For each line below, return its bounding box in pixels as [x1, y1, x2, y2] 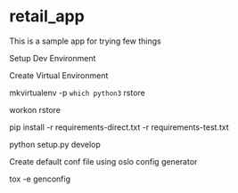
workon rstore [9, 104, 61, 115]
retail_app [9, 6, 85, 27]
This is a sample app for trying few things [9, 36, 162, 46]
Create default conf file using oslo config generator [9, 156, 198, 166]
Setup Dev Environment [9, 52, 96, 63]
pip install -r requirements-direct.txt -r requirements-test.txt [9, 122, 229, 133]
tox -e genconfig [9, 173, 71, 184]
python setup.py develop [9, 139, 101, 149]
